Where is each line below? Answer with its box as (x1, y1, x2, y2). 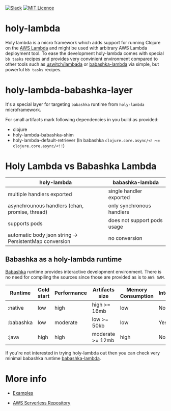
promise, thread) (8, 208, 48, 215)
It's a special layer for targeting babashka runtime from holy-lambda (5, 101, 145, 107)
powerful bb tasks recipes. (5, 66, 62, 72)
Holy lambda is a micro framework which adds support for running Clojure (5, 39, 161, 45)
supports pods (8, 220, 43, 227)
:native (8, 304, 24, 311)
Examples (12, 390, 34, 396)
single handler (108, 187, 142, 195)
